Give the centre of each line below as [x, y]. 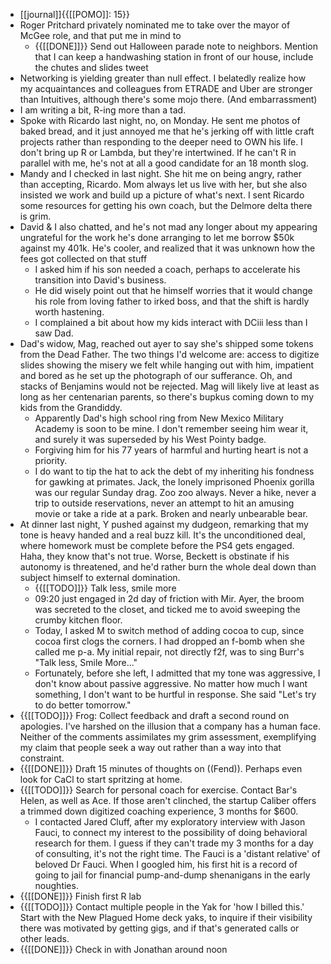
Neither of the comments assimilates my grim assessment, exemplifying [168, 737]
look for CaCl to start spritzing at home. [101, 779]
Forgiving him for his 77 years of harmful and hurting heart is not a [171, 450]
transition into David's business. [100, 280]
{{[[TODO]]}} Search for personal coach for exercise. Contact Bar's [158, 790]
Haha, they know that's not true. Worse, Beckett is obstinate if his [154, 556]
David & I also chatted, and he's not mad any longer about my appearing [168, 227]
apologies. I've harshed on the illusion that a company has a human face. [170, 726]
